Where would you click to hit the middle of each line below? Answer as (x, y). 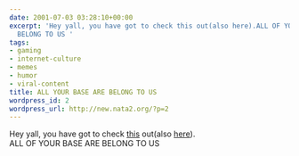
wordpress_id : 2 (39, 100)
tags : (19, 42)
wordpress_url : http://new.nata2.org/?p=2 (89, 109)
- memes (24, 68)
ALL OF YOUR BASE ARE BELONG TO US (85, 144)
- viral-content (39, 84)
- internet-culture (45, 59)
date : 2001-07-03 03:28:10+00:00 (71, 17)
